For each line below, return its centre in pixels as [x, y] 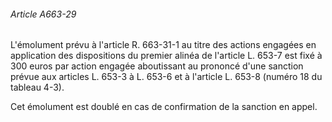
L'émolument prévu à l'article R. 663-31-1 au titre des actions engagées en [163, 45]
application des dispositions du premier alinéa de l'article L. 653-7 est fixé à [166, 56]
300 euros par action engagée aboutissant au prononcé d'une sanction [157, 66]
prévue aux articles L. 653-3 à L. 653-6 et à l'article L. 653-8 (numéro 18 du [166, 77]
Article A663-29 [43, 14]
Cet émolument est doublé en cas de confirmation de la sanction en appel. [164, 107]
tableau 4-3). [37, 87]
